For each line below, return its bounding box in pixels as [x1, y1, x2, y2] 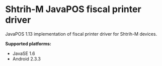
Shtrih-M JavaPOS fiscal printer [5, 4, 142, 15]
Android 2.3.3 [12, 55, 41, 61]
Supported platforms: [5, 40, 51, 46]
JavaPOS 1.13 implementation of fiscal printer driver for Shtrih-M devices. [5, 31, 157, 37]
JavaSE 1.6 [12, 50, 35, 56]
